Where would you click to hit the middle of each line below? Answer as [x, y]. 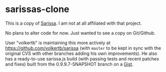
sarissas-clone [37, 9]
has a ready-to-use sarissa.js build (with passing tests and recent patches [82, 58]
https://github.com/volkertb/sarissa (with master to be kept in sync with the [83, 48]
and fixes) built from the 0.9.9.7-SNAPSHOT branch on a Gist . [69, 64]
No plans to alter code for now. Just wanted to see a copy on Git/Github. [80, 33]
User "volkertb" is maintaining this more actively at [58, 43]
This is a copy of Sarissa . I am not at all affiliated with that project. [74, 23]
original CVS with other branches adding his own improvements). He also [81, 53]
